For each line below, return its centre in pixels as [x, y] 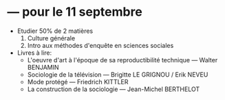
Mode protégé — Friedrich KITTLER [78, 82]
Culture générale [51, 38]
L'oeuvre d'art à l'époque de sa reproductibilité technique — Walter [122, 60]
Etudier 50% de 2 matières [55, 31]
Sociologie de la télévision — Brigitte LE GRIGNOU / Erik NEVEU [118, 74]
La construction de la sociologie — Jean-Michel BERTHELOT [114, 89]
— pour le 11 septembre [75, 12]
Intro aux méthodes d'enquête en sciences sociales [100, 45]
